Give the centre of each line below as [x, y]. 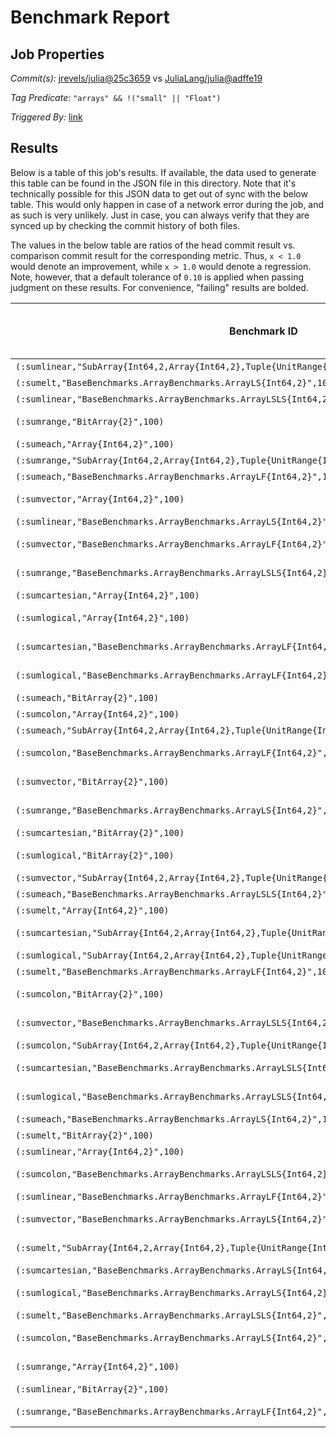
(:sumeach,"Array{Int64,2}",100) [95, 444]
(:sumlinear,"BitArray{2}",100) [92, 1389]
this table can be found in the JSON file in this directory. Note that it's [153, 183]
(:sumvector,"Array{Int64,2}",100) [100, 499]
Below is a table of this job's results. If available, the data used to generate [163, 172]
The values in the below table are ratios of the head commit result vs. [153, 245]
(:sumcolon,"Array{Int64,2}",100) [97, 714]
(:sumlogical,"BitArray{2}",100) [95, 855]
